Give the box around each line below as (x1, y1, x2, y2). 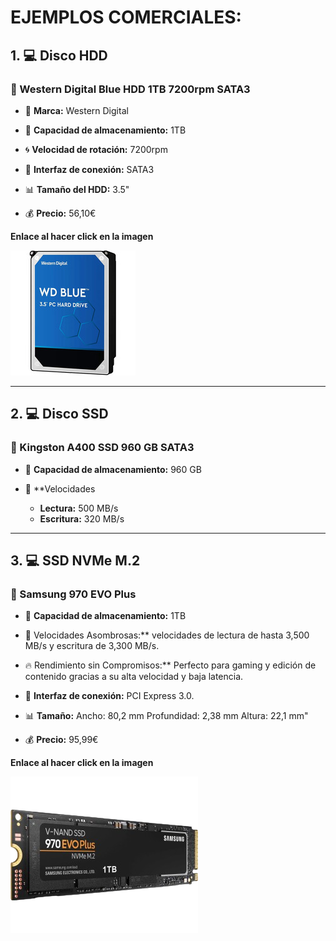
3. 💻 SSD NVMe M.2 (10, 552, 141, 569)
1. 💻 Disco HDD (10, 47, 108, 64)
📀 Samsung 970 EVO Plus (10, 587, 137, 601)
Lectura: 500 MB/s (39, 502, 119, 514)
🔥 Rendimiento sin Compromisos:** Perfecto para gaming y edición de (24, 659, 317, 671)
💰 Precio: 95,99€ (24, 734, 99, 746)
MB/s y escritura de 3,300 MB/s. (24, 640, 160, 652)
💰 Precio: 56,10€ (24, 207, 97, 219)
